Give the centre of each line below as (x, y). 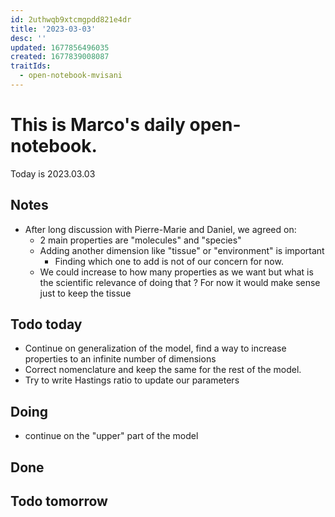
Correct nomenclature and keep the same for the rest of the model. (163, 370)
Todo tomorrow (59, 501)
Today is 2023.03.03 (53, 173)
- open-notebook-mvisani (71, 76)
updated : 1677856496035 (60, 47)
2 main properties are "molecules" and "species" (140, 240)
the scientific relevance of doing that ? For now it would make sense (180, 282)
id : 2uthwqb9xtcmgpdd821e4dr (71, 19)
